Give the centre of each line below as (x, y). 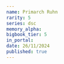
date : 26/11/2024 (28, 46)
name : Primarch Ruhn (32, 12)
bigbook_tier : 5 (27, 35)
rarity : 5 (19, 18)
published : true (27, 52)
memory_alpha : (24, 29)
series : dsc (21, 23)
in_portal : (20, 40)
